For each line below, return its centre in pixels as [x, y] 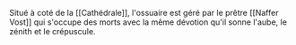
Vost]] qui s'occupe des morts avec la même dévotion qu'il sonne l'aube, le [148, 22]
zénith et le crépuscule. [52, 31]
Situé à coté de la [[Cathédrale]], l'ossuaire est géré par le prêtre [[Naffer [144, 13]
